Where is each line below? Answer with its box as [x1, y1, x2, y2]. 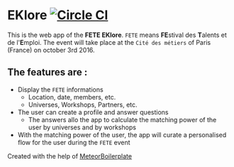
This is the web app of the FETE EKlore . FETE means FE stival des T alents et [7, 31, 227, 39]
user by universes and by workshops [28, 123, 137, 131]
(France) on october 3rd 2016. [7, 45, 95, 54]
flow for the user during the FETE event [17, 138, 130, 146]
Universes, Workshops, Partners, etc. [28, 100, 138, 109]
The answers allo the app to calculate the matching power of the [28, 115, 217, 124]
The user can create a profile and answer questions [17, 107, 169, 117]
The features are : [7, 66, 88, 78]
